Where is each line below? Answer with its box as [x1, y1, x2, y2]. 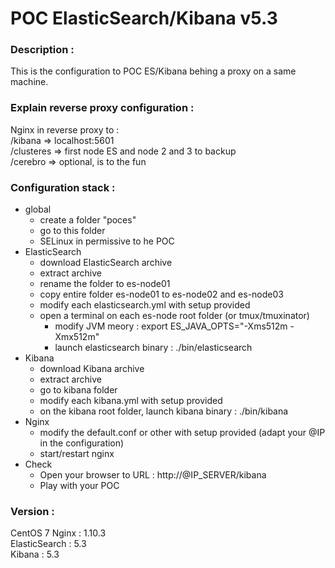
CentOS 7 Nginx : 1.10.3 [10, 527, 107, 539]
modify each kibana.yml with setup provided [39, 395, 223, 407]
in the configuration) [39, 437, 125, 449]
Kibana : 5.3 [10, 548, 60, 561]
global [24, 203, 52, 216]
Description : [10, 43, 75, 57]
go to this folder [39, 225, 106, 237]
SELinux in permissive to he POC [39, 235, 175, 247]
